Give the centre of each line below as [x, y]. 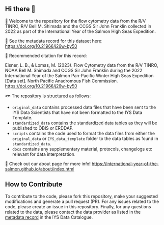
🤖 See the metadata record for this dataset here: [54, 41]
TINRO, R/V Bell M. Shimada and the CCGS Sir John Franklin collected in [78, 26]
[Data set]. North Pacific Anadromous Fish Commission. [62, 81]
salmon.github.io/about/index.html [40, 169]
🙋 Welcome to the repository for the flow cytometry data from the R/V [76, 21]
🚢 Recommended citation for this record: [46, 56]
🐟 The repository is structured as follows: [48, 96]
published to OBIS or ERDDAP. [43, 128]
